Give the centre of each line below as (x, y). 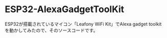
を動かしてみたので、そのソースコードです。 (51, 30)
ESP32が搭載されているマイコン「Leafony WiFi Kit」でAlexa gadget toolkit (83, 24)
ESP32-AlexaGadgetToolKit (65, 9)
